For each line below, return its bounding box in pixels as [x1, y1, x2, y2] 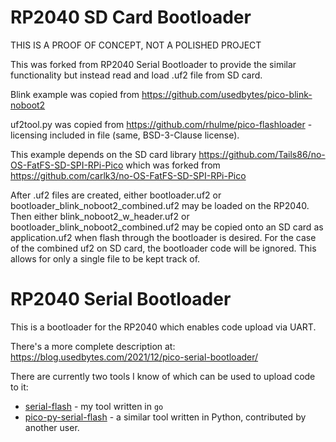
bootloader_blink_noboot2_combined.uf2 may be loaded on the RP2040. [10, 199, 310, 211]
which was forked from [125, 159, 221, 171]
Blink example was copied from [10, 88, 140, 100]
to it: [10, 381, 29, 393]
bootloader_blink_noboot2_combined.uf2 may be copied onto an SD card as [10, 221, 324, 233]
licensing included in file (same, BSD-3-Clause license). [10, 129, 240, 141]
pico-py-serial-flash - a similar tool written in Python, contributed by [24, 411, 307, 423]
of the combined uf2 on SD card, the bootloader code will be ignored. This [10, 242, 317, 254]
